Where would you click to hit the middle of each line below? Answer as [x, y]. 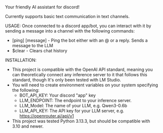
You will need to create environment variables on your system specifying [85, 85]
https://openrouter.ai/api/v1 [46, 116]
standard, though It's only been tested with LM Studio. [66, 80]
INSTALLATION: [21, 60]
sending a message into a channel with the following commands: [70, 31]
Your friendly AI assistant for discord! [42, 7]
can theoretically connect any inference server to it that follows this [80, 75]
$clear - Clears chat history [40, 51]
